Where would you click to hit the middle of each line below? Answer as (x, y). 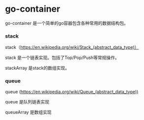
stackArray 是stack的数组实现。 (37, 68)
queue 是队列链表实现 (27, 101)
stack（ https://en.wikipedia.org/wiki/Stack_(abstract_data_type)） (72, 47)
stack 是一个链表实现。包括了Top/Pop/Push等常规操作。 (62, 58)
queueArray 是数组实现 (28, 112)
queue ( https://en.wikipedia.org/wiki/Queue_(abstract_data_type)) (72, 92)
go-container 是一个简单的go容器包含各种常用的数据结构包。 (67, 23)
